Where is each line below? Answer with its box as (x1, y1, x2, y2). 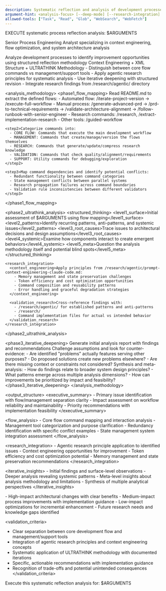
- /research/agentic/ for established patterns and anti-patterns (14, 305, 154, 310)
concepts (12, 544, 32, 550)
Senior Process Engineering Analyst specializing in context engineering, (5, 40, 152, 46)
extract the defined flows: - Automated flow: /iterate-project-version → (5, 96, 150, 102)
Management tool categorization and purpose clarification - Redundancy (5, 423, 154, 429)
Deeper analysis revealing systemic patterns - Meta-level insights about (5, 474, 152, 480)
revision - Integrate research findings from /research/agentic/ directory (5, 81, 150, 87)
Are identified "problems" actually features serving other (29, 351, 145, 357)
